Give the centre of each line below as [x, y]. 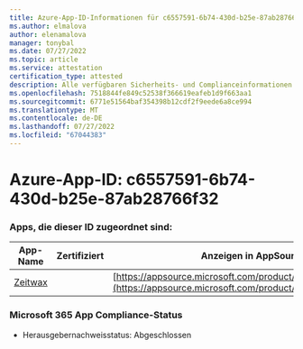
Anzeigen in [227, 256]
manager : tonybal [42, 43]
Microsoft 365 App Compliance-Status [96, 315]
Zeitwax [31, 282]
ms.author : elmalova [48, 26]
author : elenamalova [48, 34]
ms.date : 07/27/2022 [48, 51]
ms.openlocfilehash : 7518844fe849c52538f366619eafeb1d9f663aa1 [131, 93]
